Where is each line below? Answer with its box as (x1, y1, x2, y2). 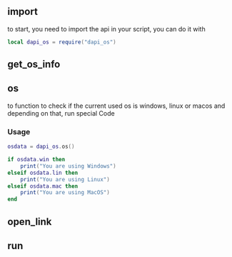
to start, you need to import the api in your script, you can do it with (7, 24, 206, 33)
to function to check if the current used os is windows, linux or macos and (7, 101, 226, 110)
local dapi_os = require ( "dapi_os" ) (7, 39, 116, 46)
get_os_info (7, 59, 61, 71)
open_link (7, 216, 52, 228)
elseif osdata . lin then (7, 169, 79, 176)
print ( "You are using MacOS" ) (20, 189, 111, 196)
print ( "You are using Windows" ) (20, 162, 116, 170)
